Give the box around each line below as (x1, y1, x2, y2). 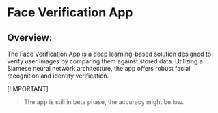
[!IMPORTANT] (7, 85, 49, 93)
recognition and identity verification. (7, 71, 109, 80)
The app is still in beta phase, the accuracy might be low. (23, 98, 185, 106)
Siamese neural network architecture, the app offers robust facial (7, 65, 191, 72)
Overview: (7, 32, 53, 44)
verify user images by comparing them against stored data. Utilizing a (7, 57, 203, 65)
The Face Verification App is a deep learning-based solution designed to (7, 50, 212, 58)
